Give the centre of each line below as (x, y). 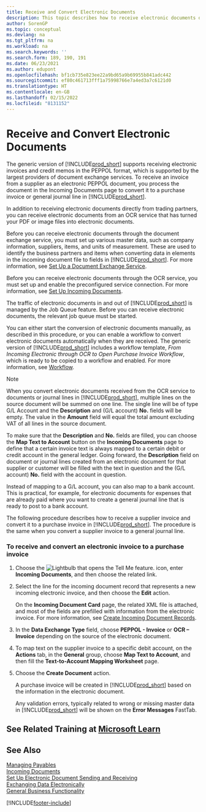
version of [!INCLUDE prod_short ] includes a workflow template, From (94, 347)
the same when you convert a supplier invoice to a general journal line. (96, 531)
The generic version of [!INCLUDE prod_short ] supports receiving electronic (102, 164)
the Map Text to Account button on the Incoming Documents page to (95, 442)
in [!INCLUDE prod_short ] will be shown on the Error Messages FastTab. (106, 709)
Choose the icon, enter (99, 568)
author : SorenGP (27, 23)
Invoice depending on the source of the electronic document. (93, 636)
